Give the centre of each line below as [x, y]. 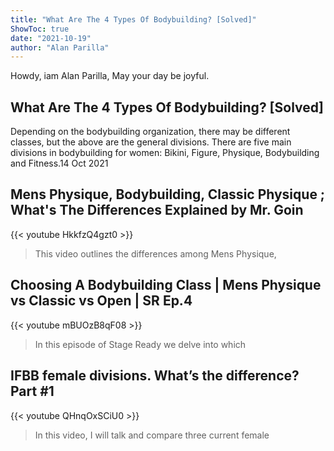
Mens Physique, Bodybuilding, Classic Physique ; [168, 194]
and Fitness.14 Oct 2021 [59, 163]
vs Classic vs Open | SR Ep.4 [101, 301]
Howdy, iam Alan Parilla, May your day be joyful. [110, 76]
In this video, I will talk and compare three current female [152, 435]
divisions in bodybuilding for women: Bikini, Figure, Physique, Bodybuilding [165, 153]
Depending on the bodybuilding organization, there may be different [150, 132]
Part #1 [32, 391]
